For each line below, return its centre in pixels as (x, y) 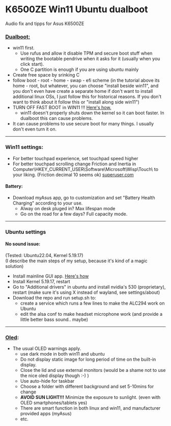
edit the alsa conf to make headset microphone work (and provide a (91, 314)
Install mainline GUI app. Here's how (51, 276)
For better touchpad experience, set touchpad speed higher (75, 158)
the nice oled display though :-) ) (54, 375)
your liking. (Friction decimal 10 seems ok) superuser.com (73, 174)
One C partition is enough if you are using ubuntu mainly (79, 69)
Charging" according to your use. (48, 203)
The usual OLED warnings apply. (47, 348)
